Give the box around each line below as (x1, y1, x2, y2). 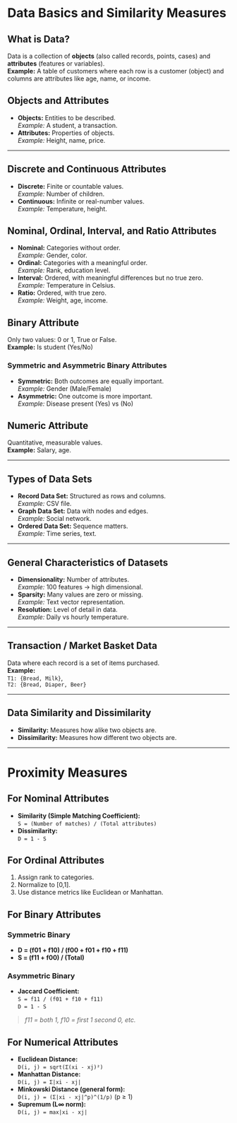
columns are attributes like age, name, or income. (7, 74, 152, 83)
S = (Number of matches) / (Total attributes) (17, 820, 157, 828)
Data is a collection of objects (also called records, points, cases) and (7, 52, 211, 60)
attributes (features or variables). (7, 59, 105, 68)
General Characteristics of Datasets (7, 556, 169, 568)
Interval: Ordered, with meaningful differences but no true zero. (17, 274, 203, 282)
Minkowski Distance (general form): (17, 1085, 126, 1093)
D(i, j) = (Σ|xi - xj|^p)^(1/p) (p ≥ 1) (17, 1093, 133, 1101)
